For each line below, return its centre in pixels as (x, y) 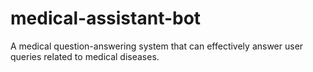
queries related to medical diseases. (85, 56)
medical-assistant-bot (106, 18)
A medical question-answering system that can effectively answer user (157, 46)
